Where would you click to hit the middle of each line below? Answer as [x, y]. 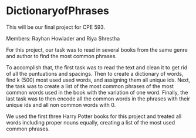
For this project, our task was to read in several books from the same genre [97, 50]
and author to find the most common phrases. [62, 56]
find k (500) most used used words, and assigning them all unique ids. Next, [98, 80]
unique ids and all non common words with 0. [61, 105]
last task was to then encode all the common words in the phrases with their [98, 99]
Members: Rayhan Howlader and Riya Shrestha [63, 38]
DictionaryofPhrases [58, 11]
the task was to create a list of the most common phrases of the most [90, 86]
